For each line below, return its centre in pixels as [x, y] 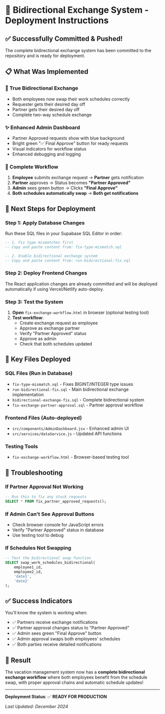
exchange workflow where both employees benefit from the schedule [76, 677]
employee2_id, [28, 572]
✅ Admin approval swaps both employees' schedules [66, 639]
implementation [28, 394]
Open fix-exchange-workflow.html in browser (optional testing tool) [81, 312]
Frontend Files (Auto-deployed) [43, 418]
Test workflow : [28, 318]
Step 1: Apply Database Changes [45, 222]
